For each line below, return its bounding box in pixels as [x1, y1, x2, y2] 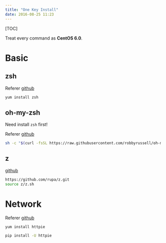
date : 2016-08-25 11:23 [5, 12, 54, 17]
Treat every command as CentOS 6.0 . [5, 35, 83, 41]
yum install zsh [5, 95, 39, 99]
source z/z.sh [5, 182, 35, 187]
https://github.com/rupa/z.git [5, 177, 70, 182]
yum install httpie [5, 224, 45, 229]
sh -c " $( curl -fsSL [5, 141, 48, 146]
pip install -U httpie [5, 233, 52, 238]
